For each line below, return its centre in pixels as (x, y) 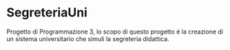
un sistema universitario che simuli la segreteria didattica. (88, 38)
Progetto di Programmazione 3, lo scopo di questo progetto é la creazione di (115, 32)
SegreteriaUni (47, 13)
